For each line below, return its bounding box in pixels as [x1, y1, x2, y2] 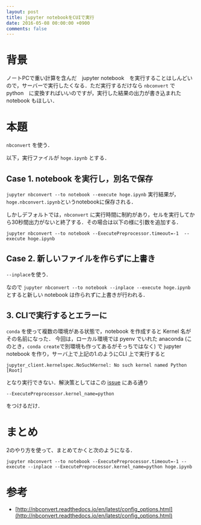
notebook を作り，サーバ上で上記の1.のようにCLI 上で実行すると [6, 350, 165, 357]
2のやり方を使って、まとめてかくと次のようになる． [6, 446, 136, 453]
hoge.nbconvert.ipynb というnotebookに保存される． [6, 198, 137, 205]
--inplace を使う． [6, 270, 52, 278]
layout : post [6, 8, 39, 15]
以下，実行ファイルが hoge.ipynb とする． [6, 154, 110, 161]
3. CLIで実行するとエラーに [6, 311, 107, 321]
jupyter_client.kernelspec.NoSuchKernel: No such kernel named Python [6, 362, 187, 368]
